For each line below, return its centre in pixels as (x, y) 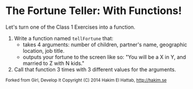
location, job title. (44, 50)
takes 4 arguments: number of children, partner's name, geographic (105, 44)
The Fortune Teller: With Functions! (94, 11)
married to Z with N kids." (53, 63)
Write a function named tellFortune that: (64, 38)
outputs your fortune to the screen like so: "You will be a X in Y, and (104, 57)
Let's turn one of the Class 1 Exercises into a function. (70, 27)
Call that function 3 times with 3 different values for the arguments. (95, 69)
